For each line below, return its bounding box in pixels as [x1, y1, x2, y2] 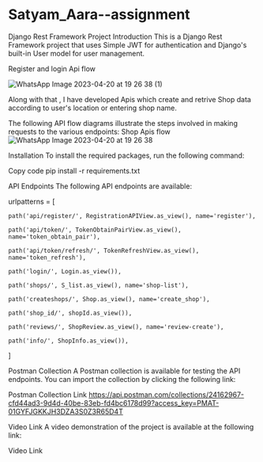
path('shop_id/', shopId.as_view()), [8, 309, 133, 317]
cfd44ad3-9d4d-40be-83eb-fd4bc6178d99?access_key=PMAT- [8, 398, 220, 407]
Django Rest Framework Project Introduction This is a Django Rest [8, 32, 223, 41]
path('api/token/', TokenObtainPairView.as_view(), [8, 226, 182, 234]
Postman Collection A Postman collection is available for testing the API [8, 366, 241, 376]
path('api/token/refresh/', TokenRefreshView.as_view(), [8, 246, 200, 254]
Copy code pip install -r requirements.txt [8, 166, 141, 175]
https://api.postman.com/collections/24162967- [88, 390, 245, 399]
